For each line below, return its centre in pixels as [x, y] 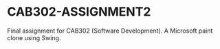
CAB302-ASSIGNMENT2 [79, 12]
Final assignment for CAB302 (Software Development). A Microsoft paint [110, 31]
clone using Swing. [34, 37]
